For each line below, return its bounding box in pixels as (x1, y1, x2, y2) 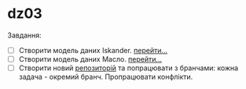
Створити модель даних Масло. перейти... (18, 55, 163, 63)
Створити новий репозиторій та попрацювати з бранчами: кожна (18, 63, 239, 73)
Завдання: (7, 30, 42, 40)
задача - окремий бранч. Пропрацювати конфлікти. (18, 72, 193, 82)
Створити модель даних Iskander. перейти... (18, 45, 168, 55)
